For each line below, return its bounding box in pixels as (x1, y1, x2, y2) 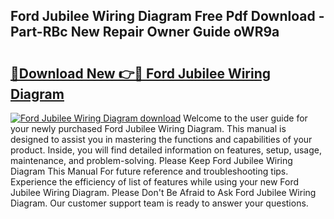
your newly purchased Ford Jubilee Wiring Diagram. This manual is (10, 123, 287, 134)
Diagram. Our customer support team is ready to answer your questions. (10, 197, 309, 209)
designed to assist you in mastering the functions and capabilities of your (10, 134, 313, 145)
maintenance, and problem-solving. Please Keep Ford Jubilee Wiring (10, 155, 293, 166)
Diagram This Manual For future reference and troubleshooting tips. (10, 165, 289, 177)
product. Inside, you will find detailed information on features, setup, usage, (10, 144, 322, 156)
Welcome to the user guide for (183, 112, 308, 124)
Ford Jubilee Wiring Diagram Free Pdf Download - (10, 8, 325, 25)
